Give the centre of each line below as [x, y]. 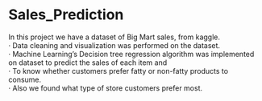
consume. [25, 79]
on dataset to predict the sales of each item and [88, 63]
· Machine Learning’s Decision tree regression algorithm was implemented [131, 54]
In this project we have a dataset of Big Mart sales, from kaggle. [114, 37]
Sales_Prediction [66, 15]
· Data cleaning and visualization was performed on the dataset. [114, 45]
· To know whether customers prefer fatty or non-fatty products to [118, 71]
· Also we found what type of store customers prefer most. [106, 88]
